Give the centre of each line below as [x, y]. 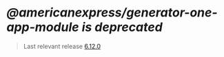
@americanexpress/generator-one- [112, 13]
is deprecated [122, 27]
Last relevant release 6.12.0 [62, 46]
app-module [43, 27]
